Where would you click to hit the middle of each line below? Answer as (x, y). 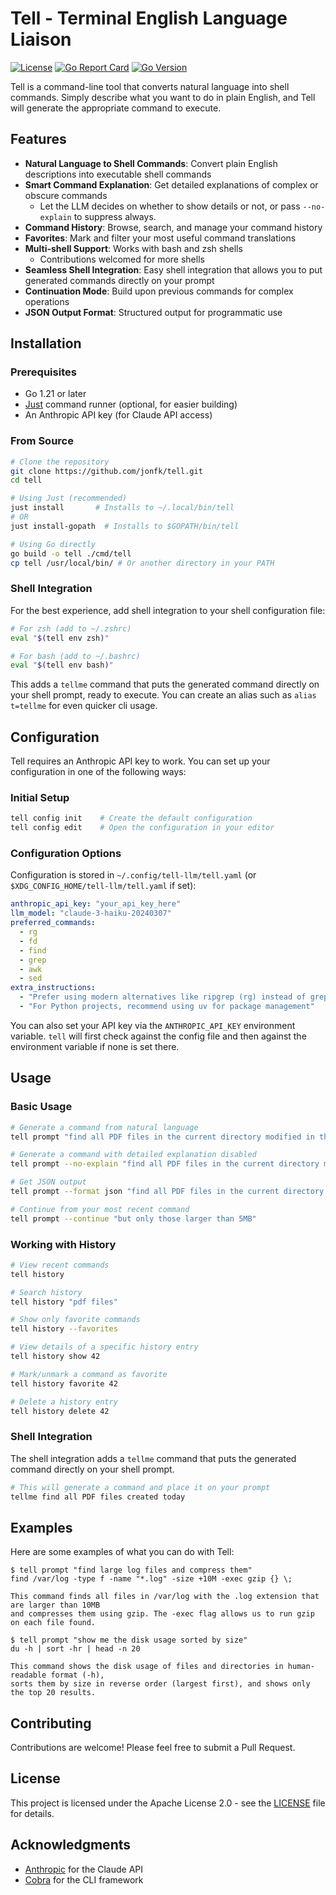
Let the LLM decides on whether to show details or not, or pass (170, 206)
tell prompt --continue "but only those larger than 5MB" (133, 1218)
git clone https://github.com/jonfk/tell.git (106, 471)
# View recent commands (60, 1265)
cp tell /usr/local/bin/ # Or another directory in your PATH (142, 563)
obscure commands (66, 195)
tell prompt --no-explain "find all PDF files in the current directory (165, 1164)
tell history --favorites (64, 1329)
